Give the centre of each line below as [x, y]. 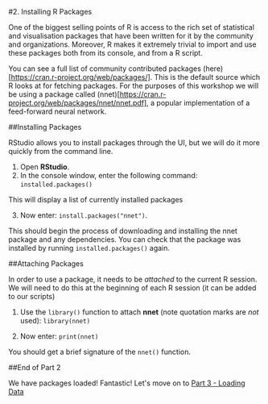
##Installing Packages [45, 127]
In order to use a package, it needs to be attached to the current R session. [133, 279]
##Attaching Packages [46, 264]
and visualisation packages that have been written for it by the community [131, 36]
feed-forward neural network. [58, 111]
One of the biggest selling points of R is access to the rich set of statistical [132, 27]
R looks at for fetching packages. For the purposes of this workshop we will [134, 85]
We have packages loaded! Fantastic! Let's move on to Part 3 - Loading [127, 383]
